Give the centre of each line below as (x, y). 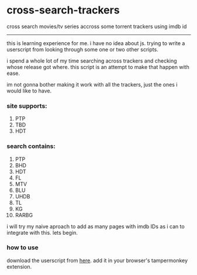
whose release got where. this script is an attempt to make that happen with (98, 67)
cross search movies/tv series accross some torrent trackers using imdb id (97, 26)
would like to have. (29, 91)
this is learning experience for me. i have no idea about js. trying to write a (96, 43)
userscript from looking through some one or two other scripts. (82, 49)
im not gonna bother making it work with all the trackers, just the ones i (92, 84)
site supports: (27, 106)
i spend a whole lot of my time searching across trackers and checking (92, 61)
